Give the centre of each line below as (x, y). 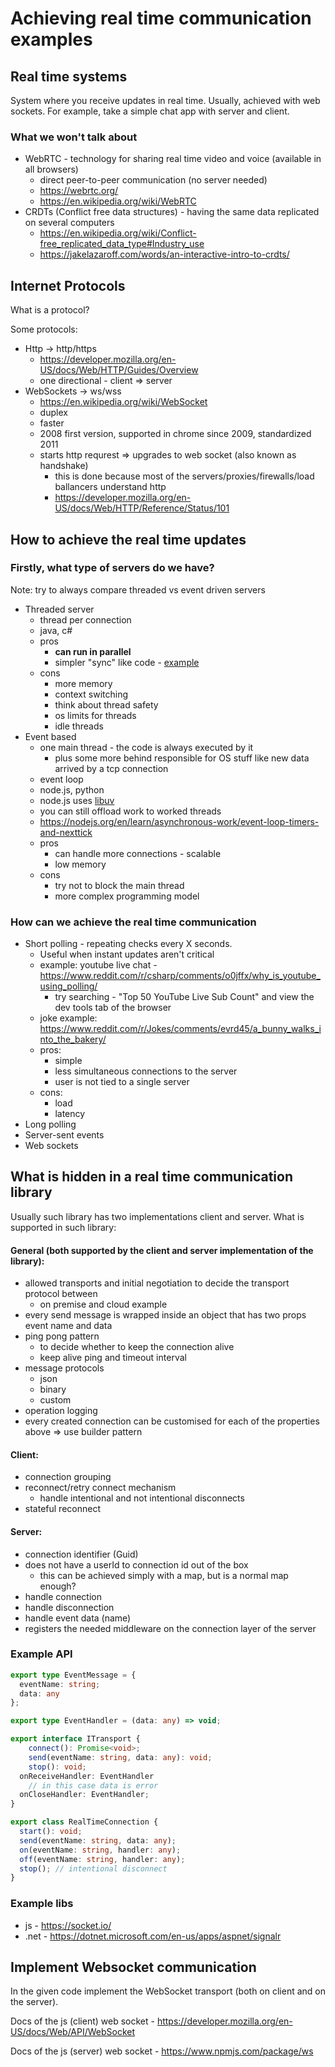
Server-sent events (64, 1135)
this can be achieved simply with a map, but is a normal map (164, 1575)
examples (51, 39)
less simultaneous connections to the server (146, 1071)
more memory (83, 683)
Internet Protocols (68, 285)
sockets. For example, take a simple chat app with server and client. (150, 111)
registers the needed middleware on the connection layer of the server (170, 1628)
